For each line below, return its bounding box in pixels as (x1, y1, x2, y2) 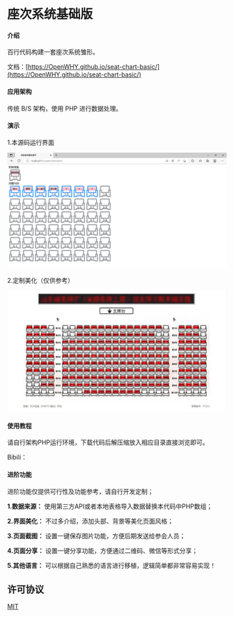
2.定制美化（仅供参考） (7, 276, 75, 284)
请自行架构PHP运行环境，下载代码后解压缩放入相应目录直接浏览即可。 (7, 438, 209, 446)
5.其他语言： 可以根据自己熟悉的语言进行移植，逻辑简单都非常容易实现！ (7, 561, 217, 570)
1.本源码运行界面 (7, 138, 54, 146)
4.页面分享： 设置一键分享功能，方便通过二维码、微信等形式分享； (7, 546, 198, 554)
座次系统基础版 (7, 6, 93, 22)
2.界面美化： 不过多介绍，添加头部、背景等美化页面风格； (7, 517, 174, 525)
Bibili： (7, 453, 28, 462)
